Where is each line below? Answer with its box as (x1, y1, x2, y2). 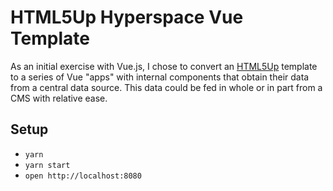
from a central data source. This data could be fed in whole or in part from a (10, 81, 323, 93)
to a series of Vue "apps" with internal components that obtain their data (10, 71, 310, 83)
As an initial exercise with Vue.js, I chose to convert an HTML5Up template (10, 60, 318, 72)
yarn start (24, 160, 71, 170)
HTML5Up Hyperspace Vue (10, 6, 244, 29)
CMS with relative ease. (10, 92, 108, 104)
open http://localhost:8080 (24, 171, 142, 181)
